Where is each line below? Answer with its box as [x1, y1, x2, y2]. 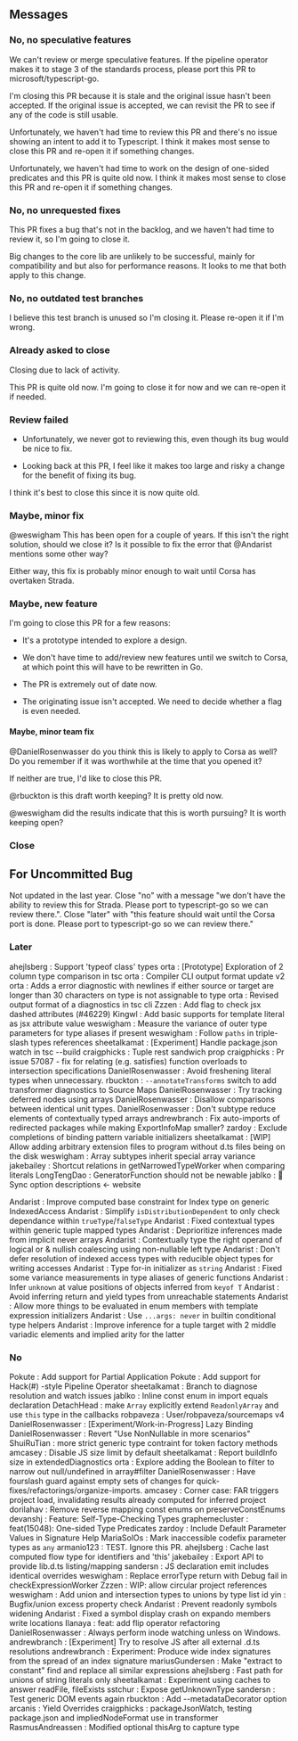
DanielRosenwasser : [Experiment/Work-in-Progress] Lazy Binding [9, 1419, 254, 1429]
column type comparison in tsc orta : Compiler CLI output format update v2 [9, 971, 286, 981]
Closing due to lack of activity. [9, 365, 120, 375]
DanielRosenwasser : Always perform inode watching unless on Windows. [9, 1627, 281, 1638]
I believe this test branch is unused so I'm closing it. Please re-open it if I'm [9, 312, 285, 324]
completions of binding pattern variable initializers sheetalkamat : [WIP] [9, 1131, 271, 1142]
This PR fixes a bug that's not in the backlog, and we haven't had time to [9, 224, 275, 234]
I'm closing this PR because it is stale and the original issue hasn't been [9, 90, 271, 101]
